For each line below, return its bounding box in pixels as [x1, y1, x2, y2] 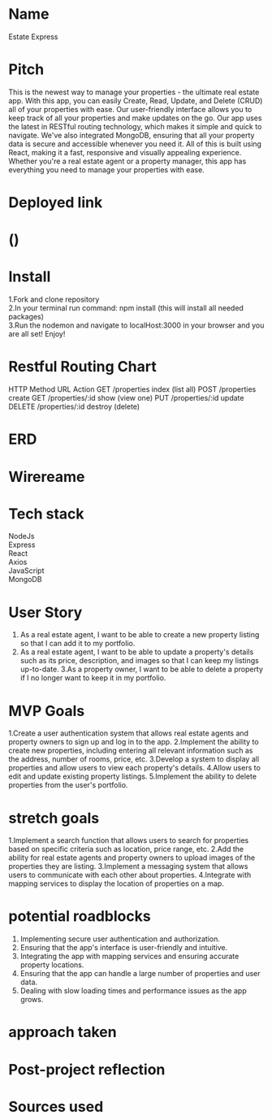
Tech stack [8, 505, 84, 523]
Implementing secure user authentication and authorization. [19, 934, 221, 944]
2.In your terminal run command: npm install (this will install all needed [8, 303, 244, 313]
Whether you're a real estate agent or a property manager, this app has [8, 156, 247, 166]
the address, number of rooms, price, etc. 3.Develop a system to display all [8, 754, 260, 764]
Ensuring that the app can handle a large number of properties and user [19, 969, 261, 979]
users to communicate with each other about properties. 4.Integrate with [8, 870, 252, 880]
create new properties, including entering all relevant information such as [8, 745, 253, 756]
